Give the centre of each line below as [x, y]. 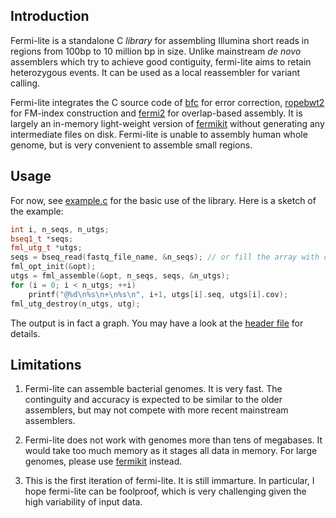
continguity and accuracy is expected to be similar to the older [153, 400]
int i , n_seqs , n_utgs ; [60, 229]
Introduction [50, 16]
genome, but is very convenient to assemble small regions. [131, 145]
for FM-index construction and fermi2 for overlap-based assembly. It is [156, 113]
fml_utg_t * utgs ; [46, 248]
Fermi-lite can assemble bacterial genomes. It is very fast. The [153, 389]
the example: [37, 211]
